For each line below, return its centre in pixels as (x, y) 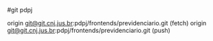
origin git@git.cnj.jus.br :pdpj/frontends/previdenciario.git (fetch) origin (107, 23)
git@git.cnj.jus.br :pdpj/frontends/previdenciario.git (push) (89, 30)
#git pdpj (20, 10)
